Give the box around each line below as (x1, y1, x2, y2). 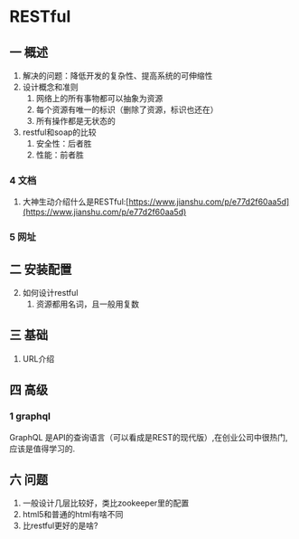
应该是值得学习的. (9, 443, 76, 454)
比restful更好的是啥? (22, 520, 98, 531)
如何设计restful (22, 288, 79, 298)
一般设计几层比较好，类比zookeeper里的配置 (22, 497, 190, 508)
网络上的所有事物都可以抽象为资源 (35, 93, 164, 103)
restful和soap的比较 (22, 127, 97, 137)
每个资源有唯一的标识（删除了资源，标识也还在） (35, 104, 219, 115)
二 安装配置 (9, 261, 72, 277)
